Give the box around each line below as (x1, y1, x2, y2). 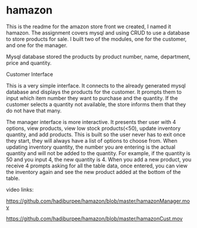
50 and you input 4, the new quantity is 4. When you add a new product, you (6, 156, 192, 163)
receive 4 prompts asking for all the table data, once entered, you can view (6, 162, 188, 169)
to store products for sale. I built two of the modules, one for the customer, (6, 35, 187, 42)
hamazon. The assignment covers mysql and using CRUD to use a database (6, 29, 190, 36)
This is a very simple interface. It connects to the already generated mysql (6, 82, 186, 89)
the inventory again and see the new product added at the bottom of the (6, 168, 181, 175)
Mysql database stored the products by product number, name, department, (6, 53, 191, 60)
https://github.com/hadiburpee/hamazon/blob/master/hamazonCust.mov (6, 215, 183, 222)
